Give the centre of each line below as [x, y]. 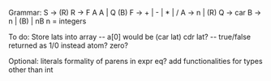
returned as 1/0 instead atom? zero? [68, 45]
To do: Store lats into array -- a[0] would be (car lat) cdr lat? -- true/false [130, 37]
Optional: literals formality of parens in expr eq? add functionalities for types [135, 61]
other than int [31, 70]
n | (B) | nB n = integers [47, 21]
